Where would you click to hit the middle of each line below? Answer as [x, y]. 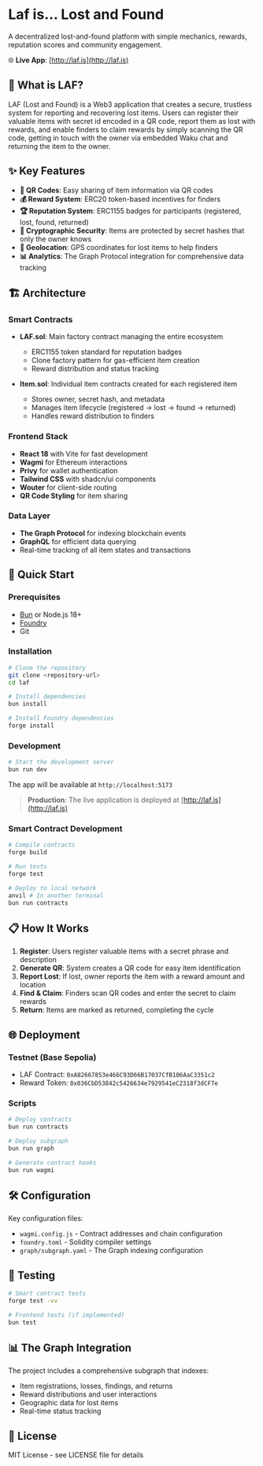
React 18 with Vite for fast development [83, 453]
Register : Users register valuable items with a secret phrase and [124, 951]
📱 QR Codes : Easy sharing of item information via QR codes [117, 190]
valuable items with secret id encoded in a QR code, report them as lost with [132, 121]
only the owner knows [56, 239]
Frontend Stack [38, 437]
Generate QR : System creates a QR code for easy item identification [130, 968]
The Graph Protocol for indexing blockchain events [103, 533]
